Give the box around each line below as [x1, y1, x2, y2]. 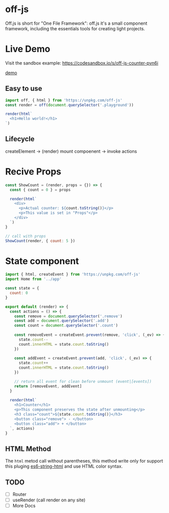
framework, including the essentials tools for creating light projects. [5, 25, 145, 31]
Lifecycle [5, 135, 35, 143]
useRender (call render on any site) [12, 497, 86, 503]
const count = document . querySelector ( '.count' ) [14, 323, 118, 328]
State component [5, 255, 79, 267]
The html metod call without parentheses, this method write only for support [5, 458, 163, 464]
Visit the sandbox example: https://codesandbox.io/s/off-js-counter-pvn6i [5, 60, 158, 66]
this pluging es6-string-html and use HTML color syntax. [5, 463, 123, 470]
